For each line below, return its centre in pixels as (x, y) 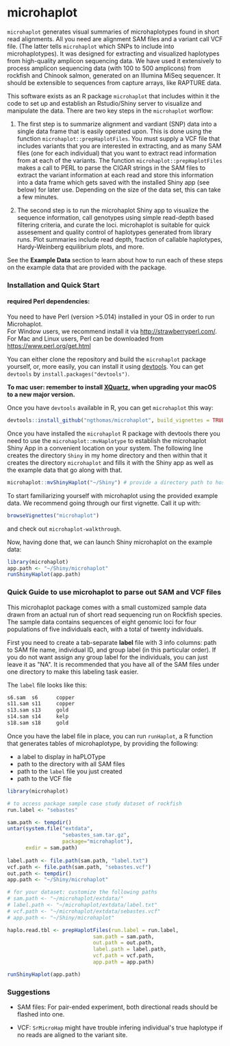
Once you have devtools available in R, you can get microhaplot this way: (110, 408)
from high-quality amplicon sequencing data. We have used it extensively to (114, 60)
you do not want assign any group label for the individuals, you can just (107, 657)
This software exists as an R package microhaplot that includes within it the (114, 96)
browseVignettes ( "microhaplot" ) (53, 515)
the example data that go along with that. (65, 470)
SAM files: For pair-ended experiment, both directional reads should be (117, 1007)
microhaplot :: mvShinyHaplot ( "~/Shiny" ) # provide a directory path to (110, 482)
